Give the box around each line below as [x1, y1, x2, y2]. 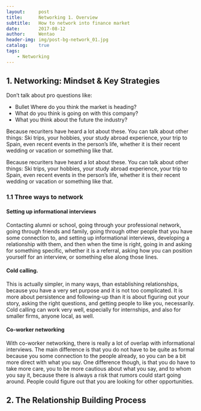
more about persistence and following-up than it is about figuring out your [6, 293, 190, 300]
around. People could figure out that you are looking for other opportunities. [6, 377, 194, 385]
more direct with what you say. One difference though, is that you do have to [6, 359, 196, 366]
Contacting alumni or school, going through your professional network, [6, 221, 181, 229]
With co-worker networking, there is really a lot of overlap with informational [6, 339, 195, 347]
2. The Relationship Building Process [6, 395, 146, 406]
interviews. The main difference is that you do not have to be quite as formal [6, 345, 195, 353]
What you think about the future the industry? [14, 116, 128, 123]
